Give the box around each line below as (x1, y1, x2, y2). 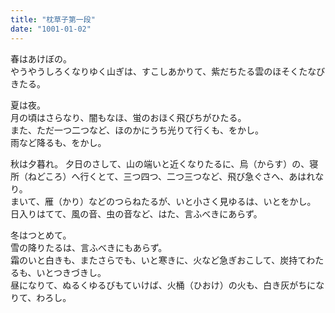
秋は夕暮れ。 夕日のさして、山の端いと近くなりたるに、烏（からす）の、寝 (10, 157, 319, 170)
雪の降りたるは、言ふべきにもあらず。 (10, 241, 168, 253)
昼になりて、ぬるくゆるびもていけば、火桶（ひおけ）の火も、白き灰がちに (10, 279, 317, 291)
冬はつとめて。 (10, 229, 72, 241)
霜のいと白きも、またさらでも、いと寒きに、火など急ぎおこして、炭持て (10, 254, 307, 266)
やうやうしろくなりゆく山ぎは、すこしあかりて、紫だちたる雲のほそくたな (10, 65, 317, 77)
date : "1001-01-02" (10, 24, 92, 34)
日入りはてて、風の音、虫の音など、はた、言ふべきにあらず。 (10, 207, 263, 220)
